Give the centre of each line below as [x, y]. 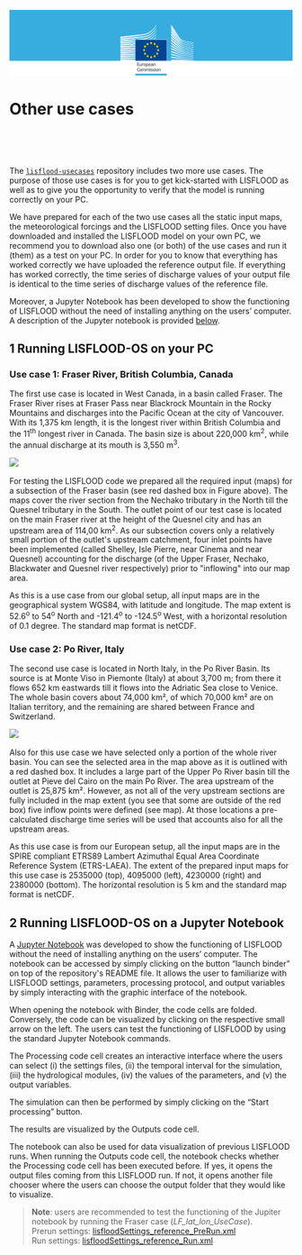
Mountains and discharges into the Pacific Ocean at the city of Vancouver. [147, 413]
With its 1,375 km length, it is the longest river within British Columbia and [145, 423]
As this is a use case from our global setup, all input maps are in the [135, 596]
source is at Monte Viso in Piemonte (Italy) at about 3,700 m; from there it [145, 678]
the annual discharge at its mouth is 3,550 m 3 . [95, 444]
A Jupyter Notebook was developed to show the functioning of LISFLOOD [146, 944]
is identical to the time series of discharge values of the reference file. [139, 284]
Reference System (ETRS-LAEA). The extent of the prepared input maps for [149, 866]
